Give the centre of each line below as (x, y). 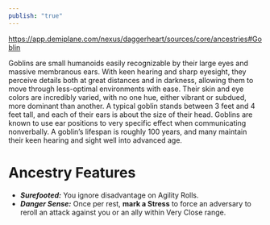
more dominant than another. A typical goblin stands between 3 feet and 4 (132, 106)
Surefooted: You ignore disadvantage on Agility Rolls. (109, 195)
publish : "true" (35, 16)
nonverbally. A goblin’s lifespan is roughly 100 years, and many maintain (128, 131)
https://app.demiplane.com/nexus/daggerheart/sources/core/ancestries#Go (135, 39)
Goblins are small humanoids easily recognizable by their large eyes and (128, 63)
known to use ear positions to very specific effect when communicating (127, 123)
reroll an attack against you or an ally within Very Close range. (123, 212)
